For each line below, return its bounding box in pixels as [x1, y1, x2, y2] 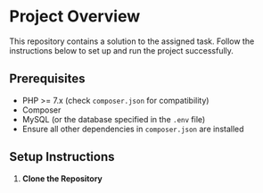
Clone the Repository [21, 172, 103, 184]
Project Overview [9, 6, 141, 27]
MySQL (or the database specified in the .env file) [21, 113, 206, 124]
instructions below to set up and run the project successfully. [9, 45, 234, 55]
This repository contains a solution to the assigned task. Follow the [9, 36, 255, 46]
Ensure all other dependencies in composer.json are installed [21, 123, 244, 134]
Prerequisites [9, 71, 86, 87]
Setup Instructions [9, 149, 115, 164]
